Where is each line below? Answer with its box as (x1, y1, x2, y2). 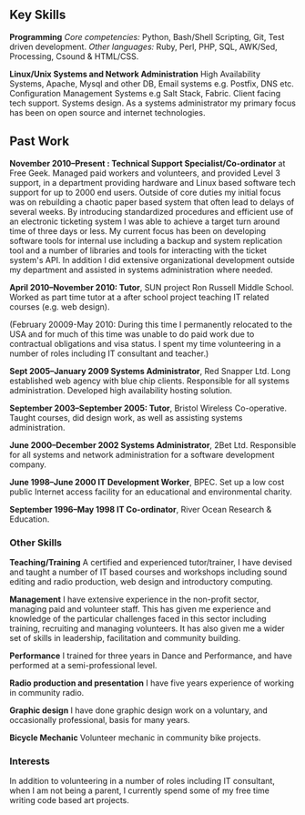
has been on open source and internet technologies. (9, 107, 206, 117)
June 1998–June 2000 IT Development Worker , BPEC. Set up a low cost (9, 476, 285, 487)
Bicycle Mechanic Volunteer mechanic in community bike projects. (9, 732, 261, 743)
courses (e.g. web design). (9, 301, 110, 312)
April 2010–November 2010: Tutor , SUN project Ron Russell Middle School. (9, 281, 294, 292)
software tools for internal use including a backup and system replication (9, 235, 283, 246)
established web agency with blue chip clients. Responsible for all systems (9, 375, 290, 386)
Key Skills (9, 7, 66, 23)
